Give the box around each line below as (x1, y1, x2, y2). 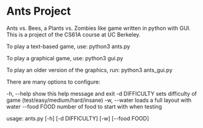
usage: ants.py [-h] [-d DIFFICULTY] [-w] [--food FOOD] (6, 115, 149, 122)
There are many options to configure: (6, 78, 101, 85)
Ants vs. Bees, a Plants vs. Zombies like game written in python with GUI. (6, 24, 191, 32)
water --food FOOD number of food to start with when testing (6, 102, 163, 110)
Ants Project (6, 4, 71, 18)
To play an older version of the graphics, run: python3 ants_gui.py (6, 66, 173, 74)
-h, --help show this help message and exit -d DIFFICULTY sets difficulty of (6, 90, 197, 97)
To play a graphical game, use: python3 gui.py (6, 54, 124, 62)
